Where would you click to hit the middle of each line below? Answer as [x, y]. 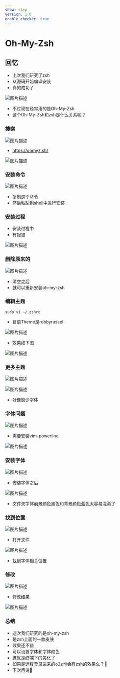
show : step [16, 10]
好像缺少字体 [25, 400]
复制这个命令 [25, 196]
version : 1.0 [18, 14]
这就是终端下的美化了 [34, 658]
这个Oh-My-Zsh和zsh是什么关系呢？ [49, 115]
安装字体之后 [25, 482]
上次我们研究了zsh [31, 75]
